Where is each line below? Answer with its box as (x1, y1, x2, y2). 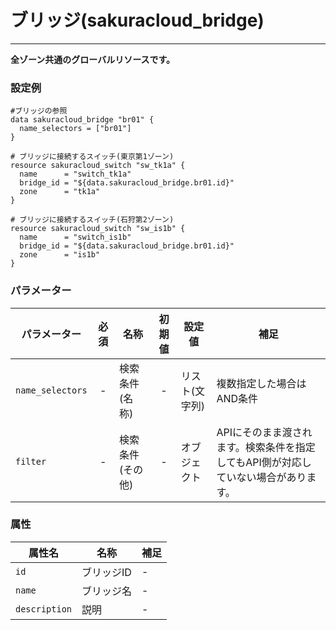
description (15, 603, 73, 615)
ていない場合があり (216, 470, 307, 484)
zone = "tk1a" (19, 187, 101, 197)
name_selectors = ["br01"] (19, 124, 132, 134)
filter (15, 456, 47, 467)
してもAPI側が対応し (216, 455, 312, 469)
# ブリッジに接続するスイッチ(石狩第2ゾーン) (10, 215, 175, 225)
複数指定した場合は (216, 376, 307, 390)
